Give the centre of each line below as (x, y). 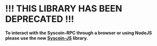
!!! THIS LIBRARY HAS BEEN (64, 9)
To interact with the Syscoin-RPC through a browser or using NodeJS (79, 33)
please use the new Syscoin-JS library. (47, 38)
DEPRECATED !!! (40, 19)
